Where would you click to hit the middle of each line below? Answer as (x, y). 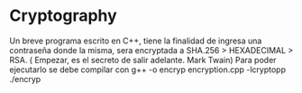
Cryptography (63, 16)
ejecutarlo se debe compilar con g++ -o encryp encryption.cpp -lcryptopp (148, 70)
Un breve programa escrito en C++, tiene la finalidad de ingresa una (136, 41)
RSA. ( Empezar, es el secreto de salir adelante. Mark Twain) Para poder (143, 60)
